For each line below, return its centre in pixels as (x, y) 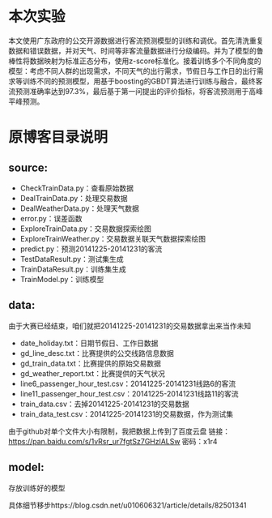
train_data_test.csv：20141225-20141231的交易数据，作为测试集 (127, 413)
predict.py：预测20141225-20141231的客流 (91, 249)
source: (28, 167)
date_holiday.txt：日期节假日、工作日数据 (89, 343)
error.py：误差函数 (51, 218)
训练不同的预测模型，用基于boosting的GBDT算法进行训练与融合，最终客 (142, 81)
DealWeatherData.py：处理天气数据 (79, 208)
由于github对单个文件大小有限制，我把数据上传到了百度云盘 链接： (119, 431)
